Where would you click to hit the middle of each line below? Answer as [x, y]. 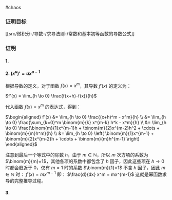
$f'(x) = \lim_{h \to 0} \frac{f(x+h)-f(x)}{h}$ [51, 96]
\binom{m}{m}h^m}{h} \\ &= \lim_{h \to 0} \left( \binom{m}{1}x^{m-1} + [80, 133]
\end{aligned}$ [21, 144]
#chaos [13, 7]
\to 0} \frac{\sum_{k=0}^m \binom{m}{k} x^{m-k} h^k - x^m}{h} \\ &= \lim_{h [86, 122]
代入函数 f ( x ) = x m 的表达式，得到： [43, 106]
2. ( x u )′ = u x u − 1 [23, 73]
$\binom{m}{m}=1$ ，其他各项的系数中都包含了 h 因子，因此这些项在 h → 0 [85, 161]
